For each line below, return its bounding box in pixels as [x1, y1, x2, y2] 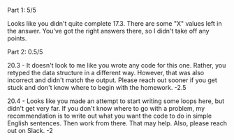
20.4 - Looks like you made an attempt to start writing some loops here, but [7, 97, 225, 105]
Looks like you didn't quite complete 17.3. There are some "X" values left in [7, 20, 222, 27]
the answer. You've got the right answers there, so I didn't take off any [7, 27, 210, 35]
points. [7, 34, 27, 42]
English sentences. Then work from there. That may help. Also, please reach [7, 119, 227, 127]
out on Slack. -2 [7, 127, 54, 134]
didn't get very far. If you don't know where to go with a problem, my [7, 104, 205, 112]
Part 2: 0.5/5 [7, 48, 43, 56]
